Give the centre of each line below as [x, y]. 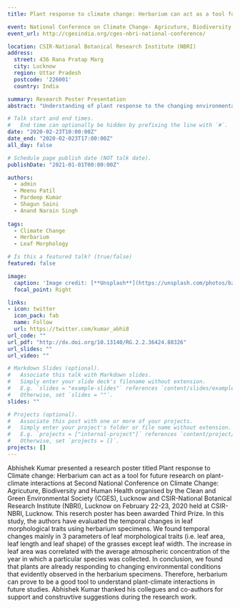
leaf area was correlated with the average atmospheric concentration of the [119, 551]
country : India [36, 86]
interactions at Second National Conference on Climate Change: [125, 483]
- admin [25, 184]
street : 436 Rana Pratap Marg [59, 60]
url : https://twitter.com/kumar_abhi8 [72, 329]
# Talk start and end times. [51, 118]
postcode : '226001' [43, 79]
